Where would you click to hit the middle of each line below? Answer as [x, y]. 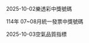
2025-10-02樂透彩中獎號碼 [39, 9]
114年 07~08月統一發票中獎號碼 [45, 21]
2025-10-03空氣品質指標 [36, 34]
